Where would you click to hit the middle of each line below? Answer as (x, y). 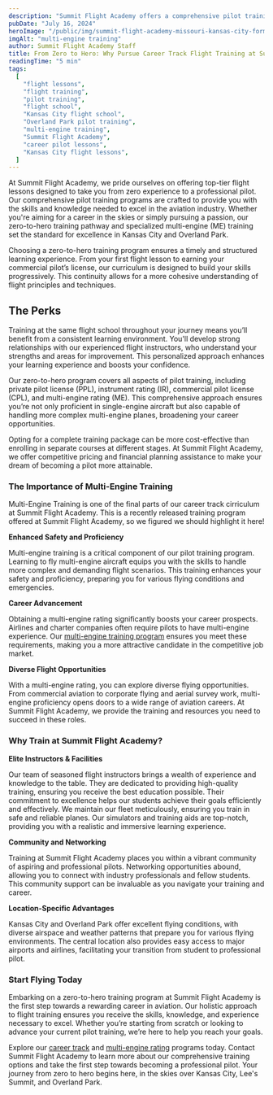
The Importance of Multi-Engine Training (91, 486)
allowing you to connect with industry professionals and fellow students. (129, 875)
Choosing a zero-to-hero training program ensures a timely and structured (133, 251)
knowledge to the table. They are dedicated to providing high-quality (123, 783)
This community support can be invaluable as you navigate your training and (136, 883)
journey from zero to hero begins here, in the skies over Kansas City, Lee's (133, 1073)
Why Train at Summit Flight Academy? (86, 741)
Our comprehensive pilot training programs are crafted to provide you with (133, 200)
